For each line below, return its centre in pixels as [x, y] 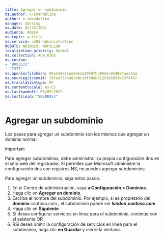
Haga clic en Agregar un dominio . [47, 193]
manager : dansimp [23, 23]
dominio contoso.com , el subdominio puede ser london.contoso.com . [84, 204]
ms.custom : [16, 60]
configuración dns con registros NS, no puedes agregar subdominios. [76, 169]
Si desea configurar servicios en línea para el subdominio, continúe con [85, 214]
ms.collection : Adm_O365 [30, 55]
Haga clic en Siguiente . [36, 209]
